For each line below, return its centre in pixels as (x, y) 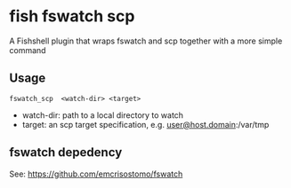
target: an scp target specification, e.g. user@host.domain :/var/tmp (145, 124)
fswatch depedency (66, 153)
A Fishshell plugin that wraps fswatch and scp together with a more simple (146, 41)
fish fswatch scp (72, 16)
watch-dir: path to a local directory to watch (103, 115)
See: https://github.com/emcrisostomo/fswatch (96, 174)
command (28, 50)
